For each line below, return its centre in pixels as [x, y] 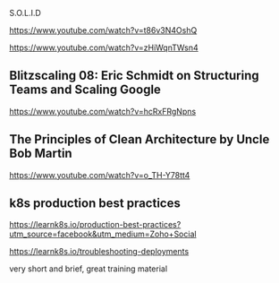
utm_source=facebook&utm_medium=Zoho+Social [103, 234]
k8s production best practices [95, 204]
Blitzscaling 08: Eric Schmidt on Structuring [134, 76]
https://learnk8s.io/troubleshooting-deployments [99, 252]
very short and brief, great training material [89, 269]
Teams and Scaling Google [85, 90]
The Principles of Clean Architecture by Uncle [139, 139]
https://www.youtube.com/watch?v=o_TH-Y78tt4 [100, 175]
